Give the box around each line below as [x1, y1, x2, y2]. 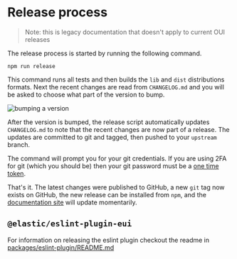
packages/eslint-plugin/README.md [7, 243, 115, 252]
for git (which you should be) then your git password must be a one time [7, 161, 219, 170]
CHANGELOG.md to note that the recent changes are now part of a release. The [7, 125, 230, 133]
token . [7, 169, 26, 177]
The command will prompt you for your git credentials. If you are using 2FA [7, 154, 227, 162]
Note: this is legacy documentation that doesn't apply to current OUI [24, 28, 226, 36]
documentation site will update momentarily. [7, 198, 137, 206]
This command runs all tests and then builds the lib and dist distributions [7, 75, 225, 84]
